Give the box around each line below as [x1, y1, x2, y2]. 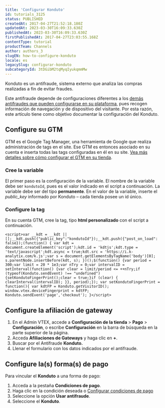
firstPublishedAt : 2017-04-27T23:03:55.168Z [5, 35, 98, 40]
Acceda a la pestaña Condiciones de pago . [12, 383, 101, 389]
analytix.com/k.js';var [5, 254, 54, 259]
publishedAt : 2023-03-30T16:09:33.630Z [5, 30, 87, 35]
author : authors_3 [5, 48, 43, 53]
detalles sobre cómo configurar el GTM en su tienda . [5, 154, 113, 160]
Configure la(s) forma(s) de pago [5, 360, 109, 368]
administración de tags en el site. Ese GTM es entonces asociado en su [5, 144, 151, 150]
